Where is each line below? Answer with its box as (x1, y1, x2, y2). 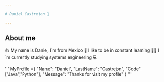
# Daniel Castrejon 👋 (5, 11, 49, 16)
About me (5, 34, 36, 42)
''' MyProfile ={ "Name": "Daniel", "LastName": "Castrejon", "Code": (5, 66, 142, 72)
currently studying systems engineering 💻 (11, 55, 97, 60)
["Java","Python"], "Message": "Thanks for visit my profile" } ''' (5, 71, 132, 77)
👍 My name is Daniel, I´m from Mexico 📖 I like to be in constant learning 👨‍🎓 (5, 47, 157, 53)
